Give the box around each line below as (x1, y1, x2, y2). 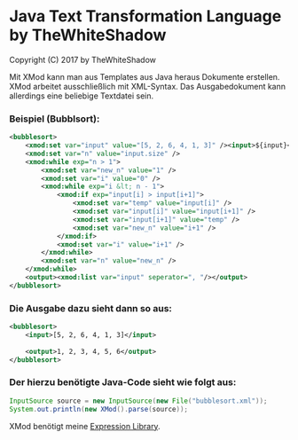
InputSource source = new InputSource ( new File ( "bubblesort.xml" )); (9, 397, 268, 405)
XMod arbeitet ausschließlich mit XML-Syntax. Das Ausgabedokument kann (9, 81, 286, 91)
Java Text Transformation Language (9, 6, 282, 27)
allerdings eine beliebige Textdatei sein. (9, 90, 154, 101)
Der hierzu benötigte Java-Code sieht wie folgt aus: (9, 376, 237, 389)
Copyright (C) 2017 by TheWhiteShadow (9, 54, 157, 65)
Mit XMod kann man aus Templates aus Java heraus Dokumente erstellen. (9, 71, 280, 82)
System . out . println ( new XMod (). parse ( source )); (9, 405, 189, 413)
